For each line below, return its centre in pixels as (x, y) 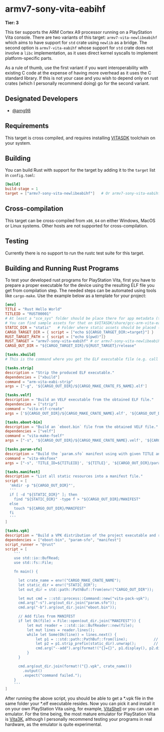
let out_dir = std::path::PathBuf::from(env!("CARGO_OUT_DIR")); (86, 589)
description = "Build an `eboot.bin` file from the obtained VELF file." (82, 427)
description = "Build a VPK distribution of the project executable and (81, 535)
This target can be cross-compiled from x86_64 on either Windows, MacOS (80, 220)
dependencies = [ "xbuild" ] (32, 377)
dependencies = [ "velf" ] (30, 431)
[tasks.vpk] (17, 531)
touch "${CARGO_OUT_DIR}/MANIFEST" (50, 508)
